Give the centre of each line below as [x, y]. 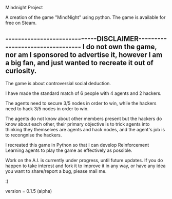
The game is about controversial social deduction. [58, 83]
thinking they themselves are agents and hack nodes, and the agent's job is [85, 129]
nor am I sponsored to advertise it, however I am [84, 55]
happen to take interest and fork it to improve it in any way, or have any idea [85, 166]
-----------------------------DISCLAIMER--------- [86, 39]
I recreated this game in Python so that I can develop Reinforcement [77, 145]
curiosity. [21, 71]
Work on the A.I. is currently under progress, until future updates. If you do [84, 160]
